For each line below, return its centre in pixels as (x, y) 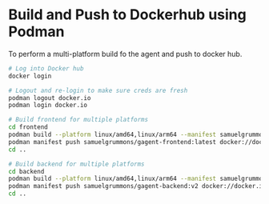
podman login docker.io (48, 106)
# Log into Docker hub (46, 68)
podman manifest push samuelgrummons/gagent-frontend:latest (112, 142)
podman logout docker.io (50, 98)
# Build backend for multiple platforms (77, 164)
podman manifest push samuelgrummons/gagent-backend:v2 (103, 186)
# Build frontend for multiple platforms (78, 120)
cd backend (26, 171)
